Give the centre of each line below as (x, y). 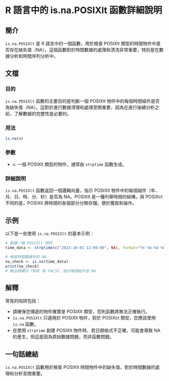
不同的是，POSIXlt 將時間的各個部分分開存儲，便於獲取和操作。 (71, 203)
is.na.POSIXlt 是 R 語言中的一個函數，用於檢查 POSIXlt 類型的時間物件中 (81, 44)
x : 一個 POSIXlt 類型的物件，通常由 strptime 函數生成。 (70, 165)
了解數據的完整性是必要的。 (43, 113)
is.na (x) (14, 138)
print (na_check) (22, 266)
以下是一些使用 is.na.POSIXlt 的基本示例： (50, 234)
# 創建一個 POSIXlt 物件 (29, 243)
